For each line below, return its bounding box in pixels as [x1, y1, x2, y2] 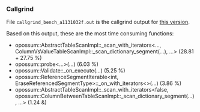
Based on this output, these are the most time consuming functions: [6, 30, 174, 37]
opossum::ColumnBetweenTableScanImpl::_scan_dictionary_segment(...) [14, 92, 195, 100]
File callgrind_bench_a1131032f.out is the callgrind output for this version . [6, 19, 190, 26]
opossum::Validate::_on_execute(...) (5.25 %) [14, 67, 126, 74]
